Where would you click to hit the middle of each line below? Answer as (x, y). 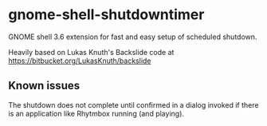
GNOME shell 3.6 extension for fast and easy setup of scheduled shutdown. (133, 37)
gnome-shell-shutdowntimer (106, 15)
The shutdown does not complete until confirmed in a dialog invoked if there (133, 104)
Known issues (44, 86)
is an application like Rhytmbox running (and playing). (96, 113)
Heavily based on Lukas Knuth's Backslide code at (91, 52)
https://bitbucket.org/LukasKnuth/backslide (80, 61)
